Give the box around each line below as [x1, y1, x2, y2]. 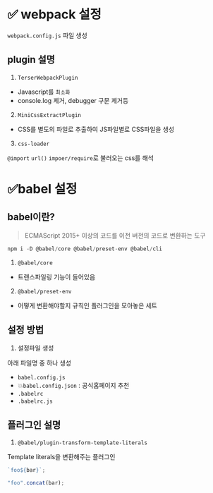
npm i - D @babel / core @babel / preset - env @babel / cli [7, 245, 162, 252]
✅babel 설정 [7, 181, 78, 197]
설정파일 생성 [17, 343, 54, 353]
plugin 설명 [7, 54, 55, 66]
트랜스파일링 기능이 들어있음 [17, 272, 96, 281]
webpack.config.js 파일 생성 [7, 31, 88, 39]
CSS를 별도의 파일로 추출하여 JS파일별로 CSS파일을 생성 [17, 125, 175, 133]
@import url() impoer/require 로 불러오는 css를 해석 [7, 153, 154, 162]
